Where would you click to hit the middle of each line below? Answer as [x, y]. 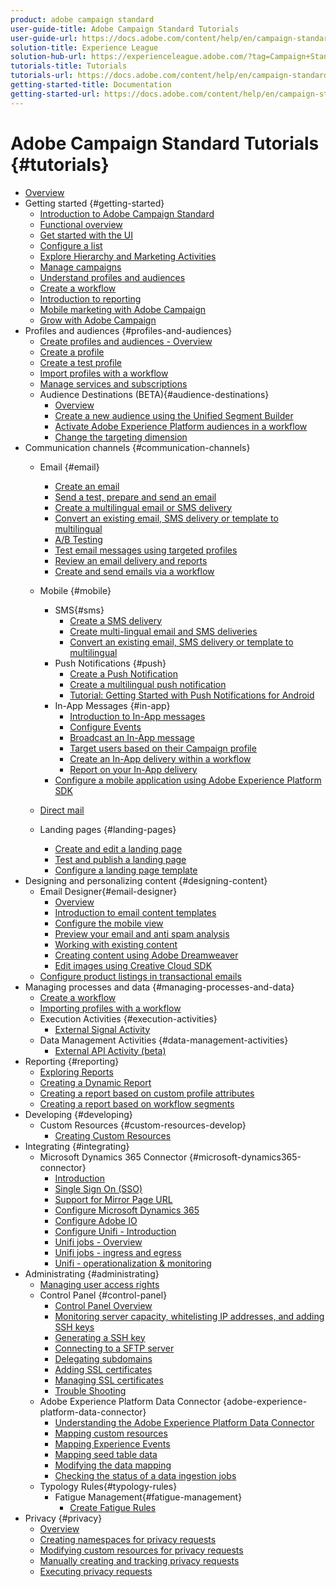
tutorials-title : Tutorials [69, 66]
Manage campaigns [80, 267]
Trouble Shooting [90, 1390]
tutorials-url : [42, 76]
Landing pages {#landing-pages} [108, 829]
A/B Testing [78, 539]
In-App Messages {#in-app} [112, 705]
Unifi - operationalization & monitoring [133, 1263]
